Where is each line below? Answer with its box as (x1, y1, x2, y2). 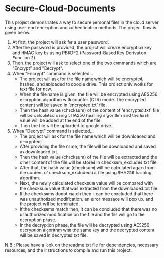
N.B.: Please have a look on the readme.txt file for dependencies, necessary (5, 242, 159, 248)
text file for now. (19, 86, 52, 92)
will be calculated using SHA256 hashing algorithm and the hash (19, 112, 150, 118)
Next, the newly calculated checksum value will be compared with (19, 180, 153, 186)
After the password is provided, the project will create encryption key (12, 44, 152, 50)
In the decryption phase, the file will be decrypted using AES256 (19, 222, 150, 228)
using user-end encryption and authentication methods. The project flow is (5, 24, 157, 30)
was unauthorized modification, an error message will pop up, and (19, 196, 153, 201)
